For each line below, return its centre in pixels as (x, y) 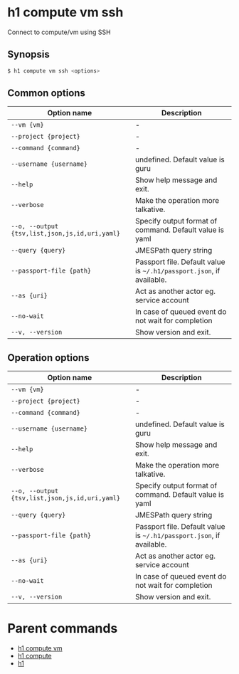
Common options (46, 93)
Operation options (48, 358)
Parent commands (63, 629)
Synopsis (28, 54)
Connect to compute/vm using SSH (59, 32)
